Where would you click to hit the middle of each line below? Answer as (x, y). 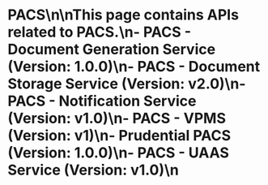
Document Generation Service (112, 49)
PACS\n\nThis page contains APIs (123, 15)
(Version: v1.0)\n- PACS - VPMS (117, 118)
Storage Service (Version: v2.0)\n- (127, 84)
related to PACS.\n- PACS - (100, 32)
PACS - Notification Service (102, 101)
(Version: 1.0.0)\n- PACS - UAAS (119, 153)
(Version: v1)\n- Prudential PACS (119, 136)
